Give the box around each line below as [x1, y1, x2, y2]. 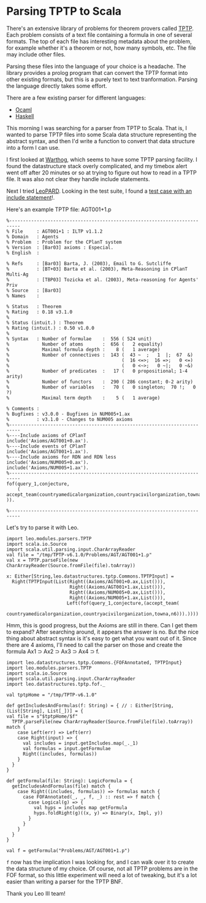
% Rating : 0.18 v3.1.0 [6, 309, 72, 315]
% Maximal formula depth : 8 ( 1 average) [6, 346, 161, 352]
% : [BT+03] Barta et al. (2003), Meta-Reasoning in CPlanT [6, 266, 188, 272]
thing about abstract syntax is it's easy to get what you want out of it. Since [6, 634, 197, 642]
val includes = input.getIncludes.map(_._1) [22, 740, 139, 746]
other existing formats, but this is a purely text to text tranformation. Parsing [6, 76, 198, 83]
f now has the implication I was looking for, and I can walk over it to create [6, 858, 194, 866]
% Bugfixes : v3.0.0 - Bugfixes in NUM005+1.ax [6, 411, 131, 417]
